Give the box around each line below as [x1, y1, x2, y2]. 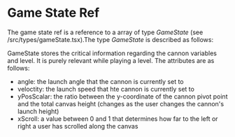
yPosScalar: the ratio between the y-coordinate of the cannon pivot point [17, 92, 228, 101]
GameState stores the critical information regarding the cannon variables [7, 49, 217, 57]
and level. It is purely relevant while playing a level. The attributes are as [7, 56, 215, 64]
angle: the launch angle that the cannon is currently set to [17, 77, 184, 85]
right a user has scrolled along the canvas [17, 122, 138, 130]
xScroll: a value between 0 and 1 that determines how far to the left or [17, 114, 218, 123]
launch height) [17, 107, 59, 115]
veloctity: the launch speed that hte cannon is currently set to [17, 85, 194, 93]
